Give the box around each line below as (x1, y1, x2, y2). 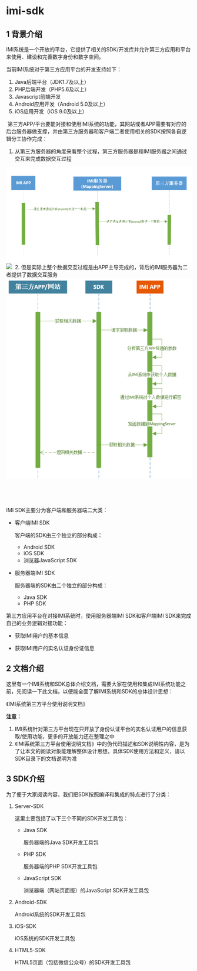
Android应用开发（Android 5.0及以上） (14, 100, 109, 107)
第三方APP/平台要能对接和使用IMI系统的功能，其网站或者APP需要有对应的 (7, 120, 187, 128)
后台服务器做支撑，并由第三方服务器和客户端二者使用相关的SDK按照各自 (6, 128, 182, 135)
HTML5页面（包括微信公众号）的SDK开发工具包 (14, 959, 131, 966)
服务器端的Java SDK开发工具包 (23, 839, 99, 846)
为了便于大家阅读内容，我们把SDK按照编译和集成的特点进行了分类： (6, 790, 172, 798)
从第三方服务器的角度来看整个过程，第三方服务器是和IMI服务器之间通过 (14, 148, 187, 155)
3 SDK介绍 (6, 774, 45, 784)
